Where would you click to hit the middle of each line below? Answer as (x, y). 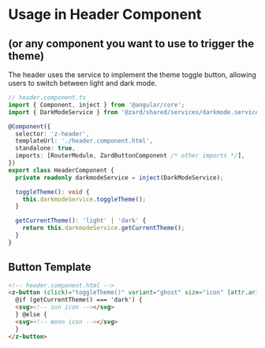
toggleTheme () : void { (52, 192)
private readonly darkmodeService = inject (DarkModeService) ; (119, 178)
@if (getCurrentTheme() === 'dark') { (79, 300)
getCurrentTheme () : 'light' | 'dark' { (81, 221)
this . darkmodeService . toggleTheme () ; (84, 199)
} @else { (31, 315)
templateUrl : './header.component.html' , (84, 141)
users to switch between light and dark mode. (83, 83)
